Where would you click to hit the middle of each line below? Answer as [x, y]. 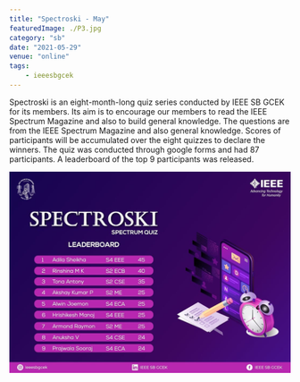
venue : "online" [39, 57]
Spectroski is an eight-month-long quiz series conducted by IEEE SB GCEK [147, 102]
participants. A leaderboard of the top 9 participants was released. [132, 159]
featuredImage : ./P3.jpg [55, 28]
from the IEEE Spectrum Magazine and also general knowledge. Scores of [145, 131]
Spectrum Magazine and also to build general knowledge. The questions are [150, 121]
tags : [19, 66]
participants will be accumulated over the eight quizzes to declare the [137, 140]
